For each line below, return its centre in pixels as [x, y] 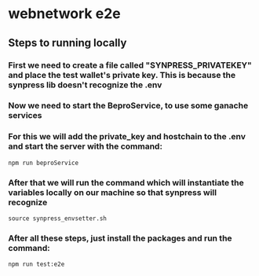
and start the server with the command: [86, 146]
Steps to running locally [67, 43]
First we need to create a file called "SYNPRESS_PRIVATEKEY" [130, 65]
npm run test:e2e [36, 264]
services [25, 116]
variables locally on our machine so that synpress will [113, 192]
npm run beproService [44, 163]
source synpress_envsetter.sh [58, 219]
